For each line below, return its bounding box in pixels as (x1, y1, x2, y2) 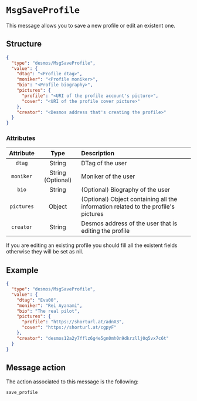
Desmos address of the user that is (81, 219, 178, 228)
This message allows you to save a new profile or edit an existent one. (6, 22, 176, 29)
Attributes (6, 134, 36, 142)
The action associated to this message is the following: (6, 378, 139, 385)
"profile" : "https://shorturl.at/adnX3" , (21, 319, 125, 325)
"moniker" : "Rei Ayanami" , (16, 302, 83, 309)
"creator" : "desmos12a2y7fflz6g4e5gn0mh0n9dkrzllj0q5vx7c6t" (16, 335, 169, 341)
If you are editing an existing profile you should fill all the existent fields (6, 242, 178, 249)
